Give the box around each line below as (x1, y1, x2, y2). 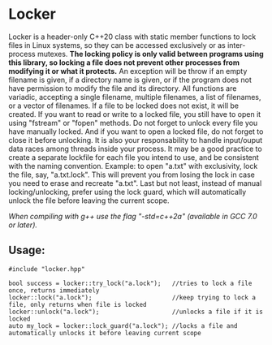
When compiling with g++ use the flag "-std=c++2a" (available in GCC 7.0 (8, 211, 257, 221)
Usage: (8, 244, 46, 257)
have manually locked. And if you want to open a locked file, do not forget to (8, 127, 264, 136)
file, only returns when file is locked (8, 300, 148, 308)
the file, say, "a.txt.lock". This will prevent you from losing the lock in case (8, 170, 256, 179)
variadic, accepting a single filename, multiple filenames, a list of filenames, (8, 92, 261, 101)
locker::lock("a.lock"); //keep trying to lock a (8, 293, 256, 301)
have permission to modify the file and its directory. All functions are (8, 83, 237, 93)
